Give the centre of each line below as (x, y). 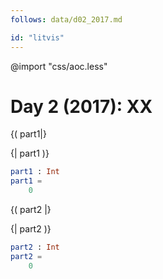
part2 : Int (35, 247)
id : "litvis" (37, 37)
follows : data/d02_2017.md (66, 19)
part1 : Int (35, 172)
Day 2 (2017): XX (81, 106)
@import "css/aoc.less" (59, 66)
